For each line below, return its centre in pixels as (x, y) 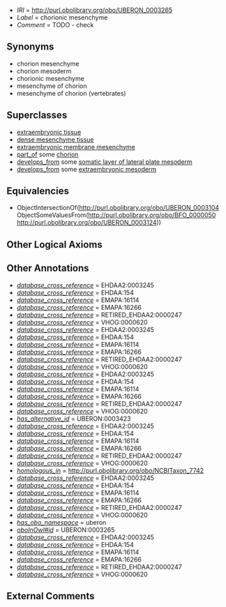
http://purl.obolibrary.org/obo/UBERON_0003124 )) (89, 223)
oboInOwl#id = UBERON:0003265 (66, 530)
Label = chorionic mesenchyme (62, 17)
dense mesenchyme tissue (55, 140)
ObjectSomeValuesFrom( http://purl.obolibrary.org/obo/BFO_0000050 (116, 215)
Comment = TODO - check (55, 25)
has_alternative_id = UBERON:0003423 (74, 419)
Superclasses (37, 115)
